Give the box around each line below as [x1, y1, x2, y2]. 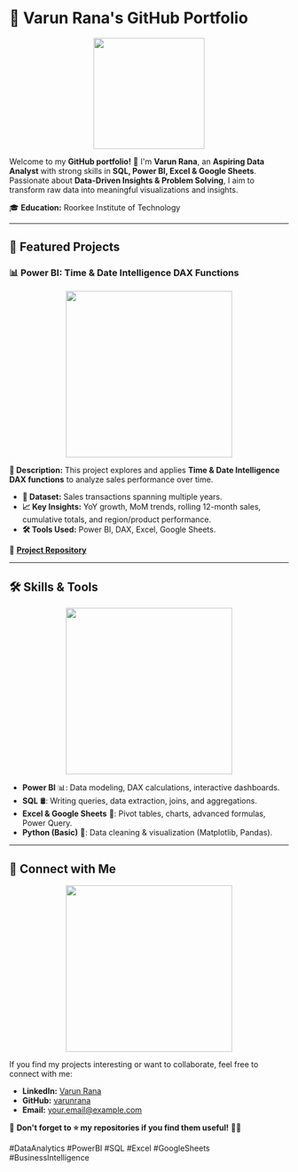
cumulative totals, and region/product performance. [21, 514, 212, 525]
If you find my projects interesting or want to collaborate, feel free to [9, 1059, 259, 1070]
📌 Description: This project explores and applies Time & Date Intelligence [9, 464, 280, 475]
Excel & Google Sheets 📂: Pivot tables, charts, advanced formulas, [21, 808, 266, 820]
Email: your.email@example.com [21, 1105, 143, 1115]
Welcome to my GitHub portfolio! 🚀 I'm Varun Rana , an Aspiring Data [9, 155, 264, 167]
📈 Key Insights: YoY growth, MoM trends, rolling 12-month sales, [21, 501, 262, 511]
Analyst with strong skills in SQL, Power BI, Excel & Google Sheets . [9, 165, 257, 176]
